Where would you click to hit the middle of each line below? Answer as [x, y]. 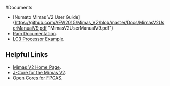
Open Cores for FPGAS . [38, 78]
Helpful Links [27, 55]
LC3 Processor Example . [39, 39]
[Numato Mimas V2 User [39, 17]
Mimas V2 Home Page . [37, 67]
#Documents [19, 7]
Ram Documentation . [35, 33]
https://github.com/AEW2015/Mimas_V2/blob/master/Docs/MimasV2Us [90, 23]
